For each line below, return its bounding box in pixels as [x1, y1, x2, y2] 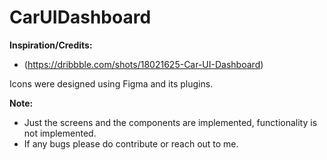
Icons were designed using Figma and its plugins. [9, 77, 214, 90]
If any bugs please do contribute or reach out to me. [23, 137, 239, 150]
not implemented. [23, 127, 97, 139]
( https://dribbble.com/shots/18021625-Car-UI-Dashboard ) [23, 58, 264, 70]
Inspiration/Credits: [9, 39, 93, 51]
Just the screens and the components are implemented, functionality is [23, 116, 318, 128]
